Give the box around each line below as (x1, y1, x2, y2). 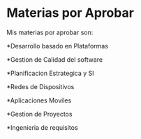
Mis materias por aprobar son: (6, 28, 94, 37)
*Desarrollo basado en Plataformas (6, 41, 109, 50)
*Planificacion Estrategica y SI (6, 69, 95, 77)
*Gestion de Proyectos (6, 110, 73, 118)
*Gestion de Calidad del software (6, 55, 103, 64)
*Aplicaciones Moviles (6, 96, 72, 105)
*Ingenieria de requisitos (6, 123, 78, 131)
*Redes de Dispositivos (6, 82, 75, 91)
